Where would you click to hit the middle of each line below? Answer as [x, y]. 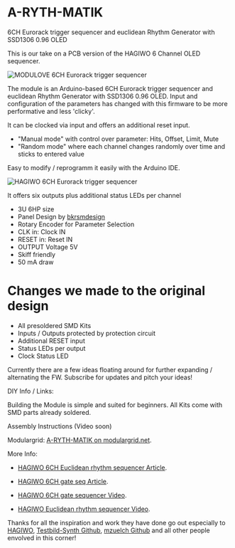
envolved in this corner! [42, 537]
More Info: [22, 453]
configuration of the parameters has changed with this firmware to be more [118, 103]
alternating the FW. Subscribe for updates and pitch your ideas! [100, 377]
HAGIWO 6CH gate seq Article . [63, 481]
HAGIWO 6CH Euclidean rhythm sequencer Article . [92, 468]
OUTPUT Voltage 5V [48, 247]
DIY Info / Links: [31, 391]
